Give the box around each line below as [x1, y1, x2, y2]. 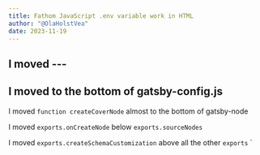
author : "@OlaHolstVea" [8, 19, 89, 28]
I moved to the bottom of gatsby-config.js [8, 84, 223, 98]
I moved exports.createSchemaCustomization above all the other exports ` [8, 137, 253, 147]
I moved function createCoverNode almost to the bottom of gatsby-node [8, 106, 249, 116]
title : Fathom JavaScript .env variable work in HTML [8, 11, 194, 20]
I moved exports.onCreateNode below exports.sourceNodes [8, 122, 203, 131]
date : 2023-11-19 [8, 27, 67, 35]
